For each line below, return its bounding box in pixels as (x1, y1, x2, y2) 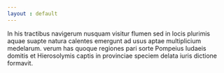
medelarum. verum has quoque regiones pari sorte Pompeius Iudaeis (7, 44, 206, 52)
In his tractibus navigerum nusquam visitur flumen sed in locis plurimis (7, 29, 211, 38)
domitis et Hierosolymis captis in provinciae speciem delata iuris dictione (7, 51, 218, 60)
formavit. (7, 58, 34, 67)
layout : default (7, 10, 58, 17)
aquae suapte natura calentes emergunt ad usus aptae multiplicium (7, 36, 202, 45)
